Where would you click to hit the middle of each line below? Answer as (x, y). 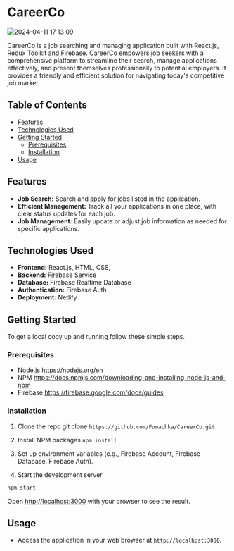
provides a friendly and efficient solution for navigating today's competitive (116, 75)
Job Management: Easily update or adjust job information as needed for (122, 221)
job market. (24, 82)
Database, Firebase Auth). (55, 461)
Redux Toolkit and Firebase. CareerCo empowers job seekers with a (105, 53)
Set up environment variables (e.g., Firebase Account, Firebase (109, 453)
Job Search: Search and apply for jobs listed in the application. (109, 199)
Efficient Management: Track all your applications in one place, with (117, 206)
